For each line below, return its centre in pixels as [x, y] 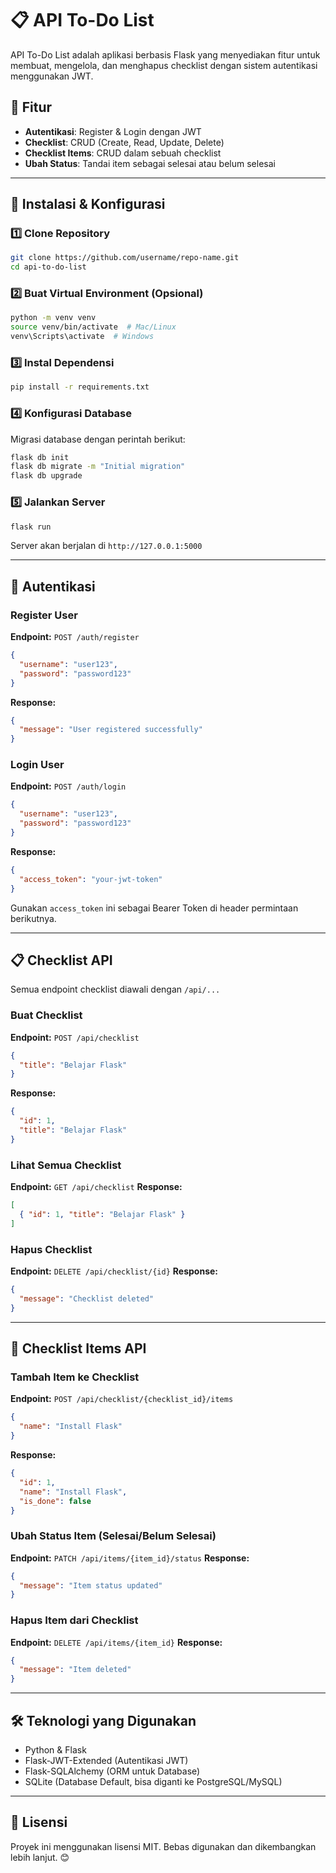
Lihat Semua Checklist [66, 1165]
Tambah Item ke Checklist [75, 1377]
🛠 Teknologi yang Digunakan [103, 1720]
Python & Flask [55, 1750]
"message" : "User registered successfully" [111, 730]
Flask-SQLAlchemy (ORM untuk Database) [112, 1771]
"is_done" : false [55, 1501]
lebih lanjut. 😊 [40, 1857]
